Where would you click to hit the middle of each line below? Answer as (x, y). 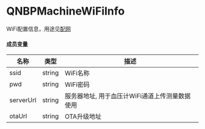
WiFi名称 (77, 73)
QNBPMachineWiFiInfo (66, 11)
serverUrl (23, 100)
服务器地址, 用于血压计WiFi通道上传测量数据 (128, 96)
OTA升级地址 (83, 117)
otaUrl (18, 116)
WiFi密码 (77, 85)
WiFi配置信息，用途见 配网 (39, 29)
